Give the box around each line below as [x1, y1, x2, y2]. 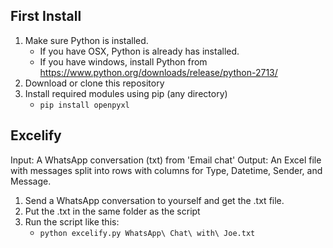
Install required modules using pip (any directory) [24, 87, 228, 99]
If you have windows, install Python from [39, 55, 208, 68]
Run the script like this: [24, 215, 120, 228]
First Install [10, 8, 82, 25]
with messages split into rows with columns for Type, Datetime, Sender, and [10, 164, 323, 176]
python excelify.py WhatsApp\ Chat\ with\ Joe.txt [39, 228, 256, 238]
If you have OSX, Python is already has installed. [39, 45, 240, 57]
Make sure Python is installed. [24, 34, 149, 46]
